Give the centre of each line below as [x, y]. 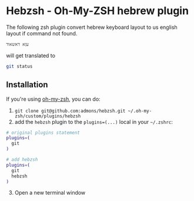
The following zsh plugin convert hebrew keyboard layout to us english [92, 27]
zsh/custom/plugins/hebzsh [48, 116]
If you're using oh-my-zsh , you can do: [53, 99]
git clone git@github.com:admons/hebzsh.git [70, 111]
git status [19, 66]
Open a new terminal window [50, 193]
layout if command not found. [42, 33]
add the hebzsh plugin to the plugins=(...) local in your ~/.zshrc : [94, 121]
